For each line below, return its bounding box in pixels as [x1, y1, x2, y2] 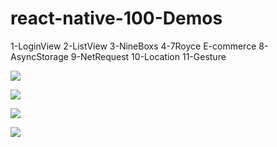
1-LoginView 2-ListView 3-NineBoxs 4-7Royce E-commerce [10, 40, 257, 52]
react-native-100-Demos [10, 7, 223, 30]
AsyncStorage [10, 50, 69, 62]
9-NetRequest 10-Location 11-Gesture [70, 50, 227, 62]
